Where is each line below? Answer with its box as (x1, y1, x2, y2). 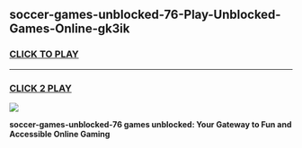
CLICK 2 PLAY (9, 82, 72, 94)
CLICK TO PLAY (9, 48, 79, 61)
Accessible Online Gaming (9, 128, 111, 139)
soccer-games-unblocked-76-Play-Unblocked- (9, 7, 281, 22)
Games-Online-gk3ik (9, 22, 130, 37)
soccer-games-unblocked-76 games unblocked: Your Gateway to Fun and (9, 118, 292, 129)
